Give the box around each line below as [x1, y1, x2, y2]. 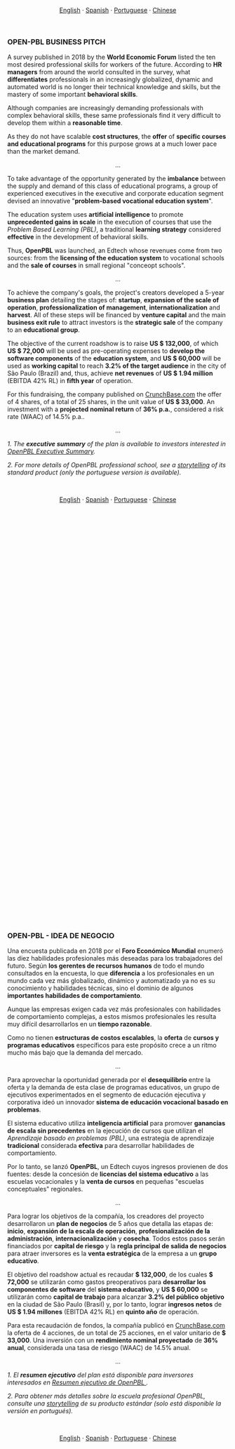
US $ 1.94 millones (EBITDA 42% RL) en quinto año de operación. [7, 1308, 199, 1316]
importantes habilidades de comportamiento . [7, 991, 142, 1000]
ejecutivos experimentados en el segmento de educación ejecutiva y [7, 1090, 206, 1099]
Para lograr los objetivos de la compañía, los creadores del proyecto [7, 1212, 205, 1220]
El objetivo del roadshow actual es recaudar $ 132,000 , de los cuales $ [7, 1270, 213, 1279]
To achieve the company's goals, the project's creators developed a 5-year [7, 288, 224, 297]
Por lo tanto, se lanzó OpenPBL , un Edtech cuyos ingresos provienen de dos [7, 1163, 229, 1171]
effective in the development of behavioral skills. [7, 233, 149, 241]
